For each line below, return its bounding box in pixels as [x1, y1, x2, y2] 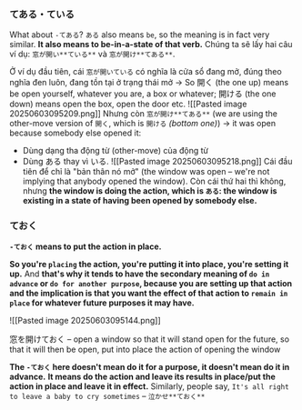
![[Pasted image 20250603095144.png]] [9, 315, 161, 325]
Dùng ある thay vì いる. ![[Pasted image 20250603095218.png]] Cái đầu [22, 156, 293, 167]
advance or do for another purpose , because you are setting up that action [9, 277, 293, 288]
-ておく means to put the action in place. [9, 241, 162, 252]
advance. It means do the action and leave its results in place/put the [9, 371, 276, 382]
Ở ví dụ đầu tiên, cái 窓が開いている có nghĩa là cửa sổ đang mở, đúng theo [9, 66, 282, 77]
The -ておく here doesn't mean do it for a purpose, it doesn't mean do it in [9, 361, 290, 372]
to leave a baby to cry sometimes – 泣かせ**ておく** [9, 390, 206, 401]
